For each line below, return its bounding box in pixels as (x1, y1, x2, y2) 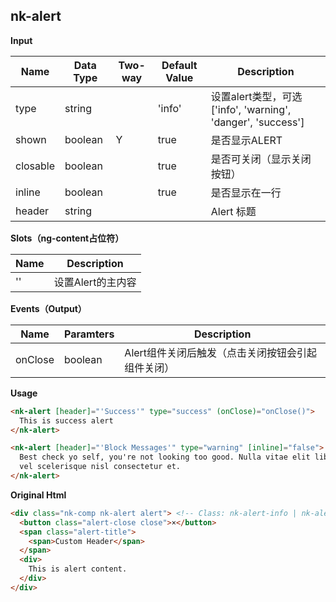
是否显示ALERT (210, 133, 283, 147)
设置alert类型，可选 (210, 89, 303, 103)
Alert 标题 (210, 204, 257, 218)
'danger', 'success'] (210, 115, 305, 129)
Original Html (10, 489, 67, 501)
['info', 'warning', (210, 102, 292, 116)
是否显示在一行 (210, 185, 282, 199)
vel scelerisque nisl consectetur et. (19, 462, 182, 472)
